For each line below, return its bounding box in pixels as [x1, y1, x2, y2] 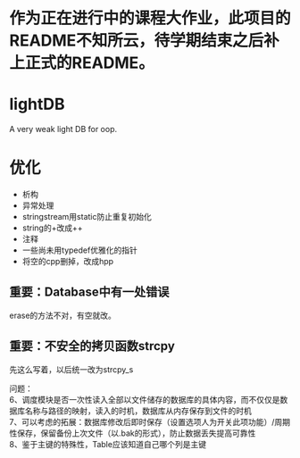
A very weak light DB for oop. [9, 124, 118, 135]
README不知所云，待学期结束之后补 [9, 30, 279, 51]
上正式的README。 [9, 53, 154, 73]
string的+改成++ [21, 222, 83, 233]
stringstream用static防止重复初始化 [21, 212, 152, 222]
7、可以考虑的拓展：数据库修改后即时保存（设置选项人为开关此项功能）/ [9, 416, 275, 427]
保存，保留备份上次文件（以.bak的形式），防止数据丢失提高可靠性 [16, 428, 256, 438]
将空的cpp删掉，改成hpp [21, 256, 114, 267]
